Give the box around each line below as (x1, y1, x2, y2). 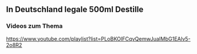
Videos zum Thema (6, 22, 63, 30)
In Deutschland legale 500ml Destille (6, 5, 144, 15)
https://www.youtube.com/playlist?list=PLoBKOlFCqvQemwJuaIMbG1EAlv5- (6, 35, 191, 42)
